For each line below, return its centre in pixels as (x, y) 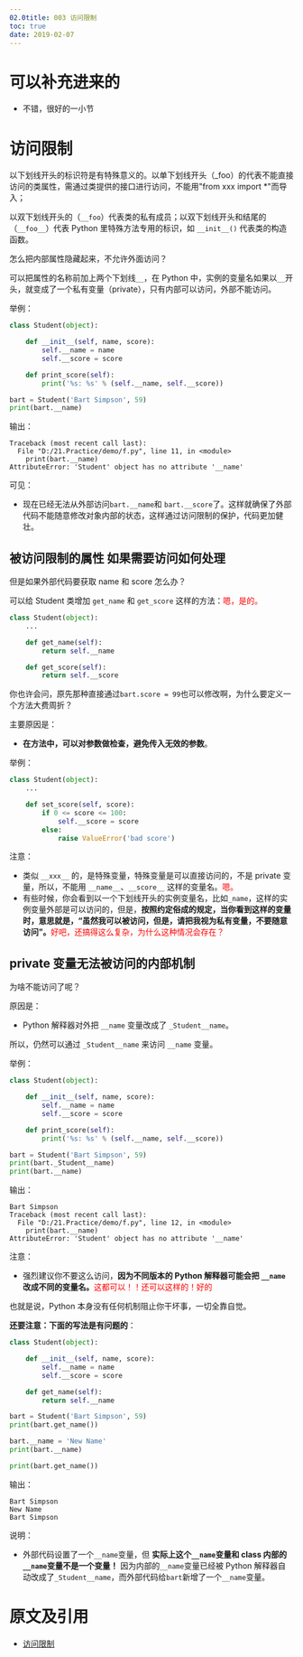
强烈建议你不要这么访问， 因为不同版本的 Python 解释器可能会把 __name (154, 1276)
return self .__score (80, 675)
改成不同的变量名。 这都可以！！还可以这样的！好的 (117, 1287)
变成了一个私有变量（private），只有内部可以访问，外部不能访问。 (155, 289)
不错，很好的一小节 (58, 108)
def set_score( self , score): (80, 805)
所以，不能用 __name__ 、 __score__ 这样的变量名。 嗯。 (138, 887)
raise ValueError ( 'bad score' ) (116, 838)
